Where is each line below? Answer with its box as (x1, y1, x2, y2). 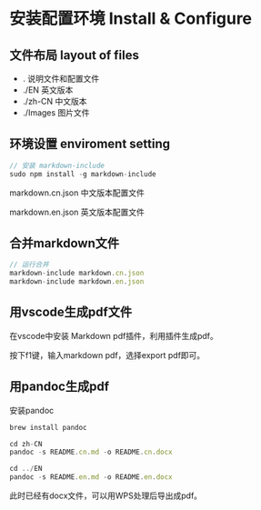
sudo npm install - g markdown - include (9, 169, 156, 178)
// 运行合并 (9, 260, 50, 269)
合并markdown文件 (9, 235, 120, 251)
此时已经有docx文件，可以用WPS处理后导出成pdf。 (9, 490, 203, 501)
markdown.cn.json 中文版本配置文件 (9, 187, 146, 198)
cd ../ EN (9, 465, 43, 474)
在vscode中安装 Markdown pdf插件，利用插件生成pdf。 (9, 330, 218, 341)
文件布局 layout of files (9, 47, 139, 63)
